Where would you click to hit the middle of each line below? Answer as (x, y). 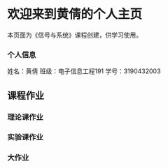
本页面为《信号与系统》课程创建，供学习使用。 (75, 35)
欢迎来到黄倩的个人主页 (75, 14)
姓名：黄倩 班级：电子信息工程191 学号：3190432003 (84, 71)
